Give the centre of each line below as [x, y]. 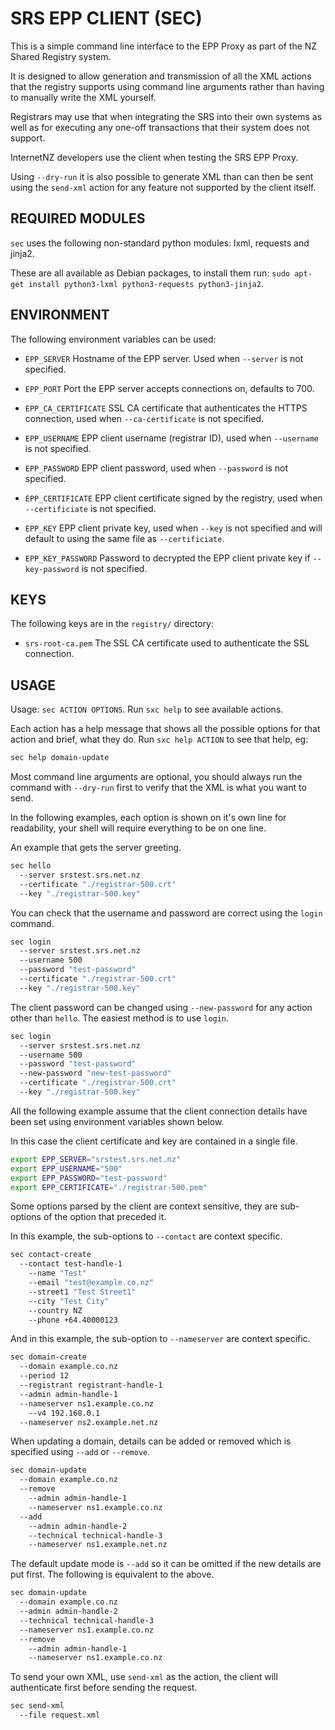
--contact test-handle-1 [71, 1264]
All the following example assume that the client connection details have [159, 1111]
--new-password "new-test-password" [95, 1073]
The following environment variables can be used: [113, 339]
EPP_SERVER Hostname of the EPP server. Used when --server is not [164, 358]
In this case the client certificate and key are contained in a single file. [154, 1141]
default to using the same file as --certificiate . [124, 538]
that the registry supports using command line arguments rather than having [167, 86]
